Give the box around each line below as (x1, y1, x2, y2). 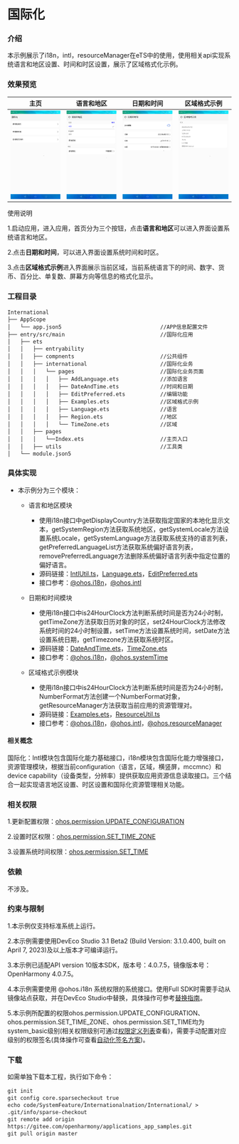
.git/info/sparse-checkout (7, 1109, 87, 1116)
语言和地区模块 (28, 501, 73, 509)
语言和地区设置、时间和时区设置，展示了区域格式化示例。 (13, 60, 182, 68)
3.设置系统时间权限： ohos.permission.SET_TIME (7, 847, 149, 856)
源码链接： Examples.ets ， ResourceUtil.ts (38, 709, 160, 719)
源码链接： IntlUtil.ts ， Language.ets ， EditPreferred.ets (38, 569, 198, 578)
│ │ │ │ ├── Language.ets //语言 (7, 406, 178, 413)
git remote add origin (7, 1116, 75, 1123)
